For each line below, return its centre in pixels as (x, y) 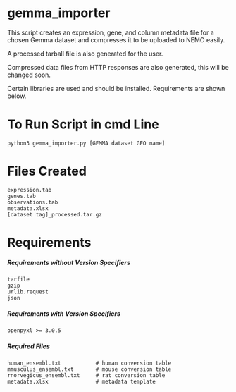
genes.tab (22, 196)
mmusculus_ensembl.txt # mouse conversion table (89, 369)
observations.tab (33, 202)
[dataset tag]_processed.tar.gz (55, 214)
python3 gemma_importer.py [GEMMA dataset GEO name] (86, 143)
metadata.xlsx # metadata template (82, 381)
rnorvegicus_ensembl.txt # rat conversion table (86, 375)
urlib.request (28, 292)
